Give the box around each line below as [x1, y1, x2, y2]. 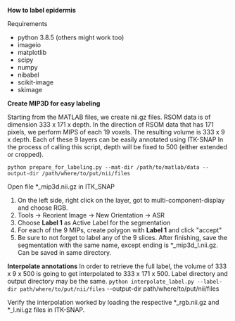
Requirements [7, 20, 48, 27]
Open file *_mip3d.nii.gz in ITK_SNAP [7, 182, 115, 191]
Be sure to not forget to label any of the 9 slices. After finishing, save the [17, 234, 227, 241]
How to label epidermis [7, 6, 76, 14]
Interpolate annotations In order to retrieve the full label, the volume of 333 [7, 262, 227, 270]
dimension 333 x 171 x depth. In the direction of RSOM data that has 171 [7, 120, 214, 129]
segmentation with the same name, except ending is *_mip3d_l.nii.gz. [17, 241, 218, 249]
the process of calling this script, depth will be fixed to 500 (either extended [7, 143, 227, 151]
